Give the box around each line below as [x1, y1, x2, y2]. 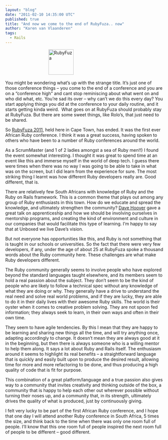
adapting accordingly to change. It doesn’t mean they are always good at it [5, 335, 160, 341]
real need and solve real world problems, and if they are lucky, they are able [5, 293, 162, 299]
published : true [5, 17, 39, 22]
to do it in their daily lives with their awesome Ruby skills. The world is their [5, 299, 160, 305]
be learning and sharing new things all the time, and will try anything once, [5, 329, 159, 336]
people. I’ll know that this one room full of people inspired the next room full [5, 423, 161, 429]
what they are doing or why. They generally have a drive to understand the [5, 288, 159, 294]
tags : [5, 31, 17, 36]
